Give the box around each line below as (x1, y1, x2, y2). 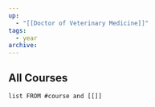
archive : (8, 42, 38, 50)
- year (15, 34, 38, 42)
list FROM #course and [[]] (8, 92, 103, 100)
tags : (8, 26, 27, 34)
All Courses (8, 71, 68, 85)
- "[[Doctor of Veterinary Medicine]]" (15, 19, 149, 27)
